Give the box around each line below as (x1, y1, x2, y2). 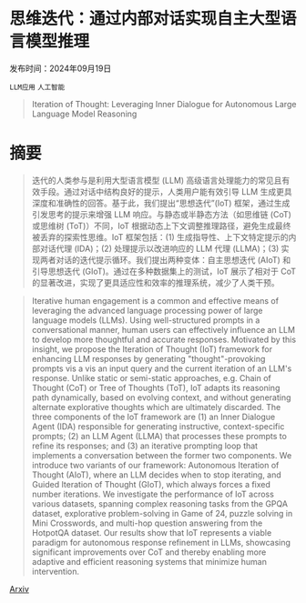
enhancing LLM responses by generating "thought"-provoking (31, 353, 266, 364)
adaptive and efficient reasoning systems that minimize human (31, 556, 267, 567)
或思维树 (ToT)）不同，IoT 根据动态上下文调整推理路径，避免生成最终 (31, 220, 291, 231)
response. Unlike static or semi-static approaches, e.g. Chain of (31, 372, 271, 383)
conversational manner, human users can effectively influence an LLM (31, 324, 296, 335)
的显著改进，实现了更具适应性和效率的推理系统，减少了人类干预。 (31, 276, 280, 287)
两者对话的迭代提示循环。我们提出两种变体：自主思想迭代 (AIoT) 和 (39, 254, 291, 265)
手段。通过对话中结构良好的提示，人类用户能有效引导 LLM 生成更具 (39, 186, 293, 196)
